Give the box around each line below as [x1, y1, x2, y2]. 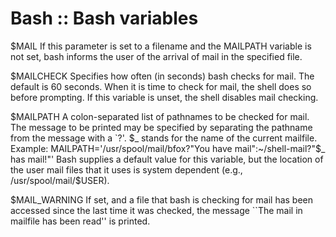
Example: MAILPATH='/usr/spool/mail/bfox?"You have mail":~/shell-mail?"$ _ [10, 142, 326, 154]
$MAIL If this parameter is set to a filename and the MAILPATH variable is [10, 40, 312, 52]
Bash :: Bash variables [10, 7, 199, 30]
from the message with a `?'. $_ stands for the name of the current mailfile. [10, 132, 318, 144]
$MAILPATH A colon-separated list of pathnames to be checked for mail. [10, 110, 310, 122]
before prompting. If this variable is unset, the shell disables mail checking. [10, 91, 319, 103]
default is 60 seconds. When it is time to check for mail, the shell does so [10, 80, 312, 92]
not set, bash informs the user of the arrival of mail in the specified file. [10, 50, 303, 62]
